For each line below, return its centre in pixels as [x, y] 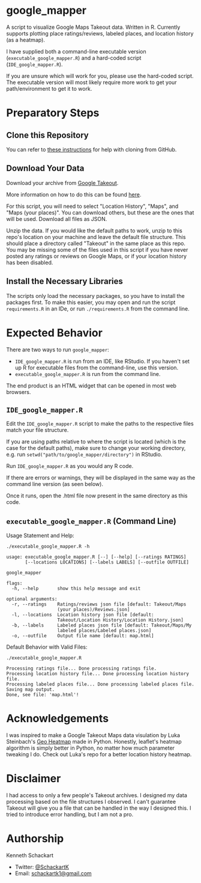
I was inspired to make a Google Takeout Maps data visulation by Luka [93, 735]
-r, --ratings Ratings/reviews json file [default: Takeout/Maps [99, 604]
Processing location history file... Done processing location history [97, 674]
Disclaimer [34, 779]
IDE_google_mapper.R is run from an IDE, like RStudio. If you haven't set [102, 361]
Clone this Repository [47, 135]
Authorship [35, 839]
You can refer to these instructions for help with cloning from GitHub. [91, 149]
